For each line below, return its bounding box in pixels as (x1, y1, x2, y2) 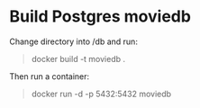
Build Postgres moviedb (9, 6, 192, 27)
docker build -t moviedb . (31, 53, 126, 64)
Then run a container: (9, 70, 90, 82)
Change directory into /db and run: (9, 36, 138, 47)
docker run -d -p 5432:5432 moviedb (31, 88, 172, 99)
